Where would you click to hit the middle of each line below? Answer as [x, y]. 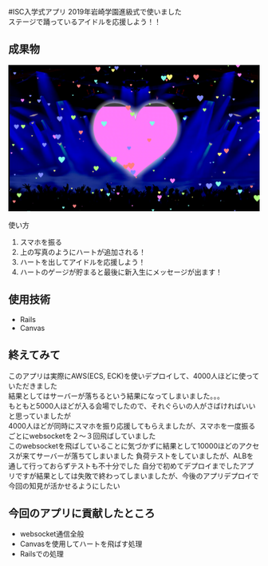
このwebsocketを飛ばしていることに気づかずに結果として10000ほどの [124, 445]
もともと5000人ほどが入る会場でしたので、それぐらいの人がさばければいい [132, 405]
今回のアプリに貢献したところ [82, 513]
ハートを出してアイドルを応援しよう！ [83, 261]
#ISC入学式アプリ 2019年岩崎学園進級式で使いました [95, 12]
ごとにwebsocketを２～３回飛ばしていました [82, 436]
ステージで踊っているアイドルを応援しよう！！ [85, 22]
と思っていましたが [40, 416]
